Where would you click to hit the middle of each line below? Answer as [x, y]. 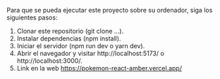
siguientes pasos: [32, 17]
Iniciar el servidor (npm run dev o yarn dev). [81, 46]
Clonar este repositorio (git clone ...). [70, 31]
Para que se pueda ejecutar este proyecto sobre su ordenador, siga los [110, 10]
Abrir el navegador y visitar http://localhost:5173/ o [91, 53]
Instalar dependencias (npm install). [69, 38]
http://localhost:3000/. [49, 61]
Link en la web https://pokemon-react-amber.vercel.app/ [99, 68]
